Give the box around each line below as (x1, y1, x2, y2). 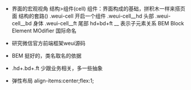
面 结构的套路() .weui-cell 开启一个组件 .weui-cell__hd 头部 (11, 12, 154, 19)
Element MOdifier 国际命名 (11, 27, 77, 34)
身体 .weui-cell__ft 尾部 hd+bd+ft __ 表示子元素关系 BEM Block (33, 20, 185, 26)
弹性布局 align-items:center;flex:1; (11, 77, 94, 84)
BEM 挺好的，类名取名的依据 (11, 52, 81, 59)
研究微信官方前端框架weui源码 (11, 40, 85, 46)
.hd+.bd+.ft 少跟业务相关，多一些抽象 (11, 65, 103, 72)
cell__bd (11, 20, 32, 26)
